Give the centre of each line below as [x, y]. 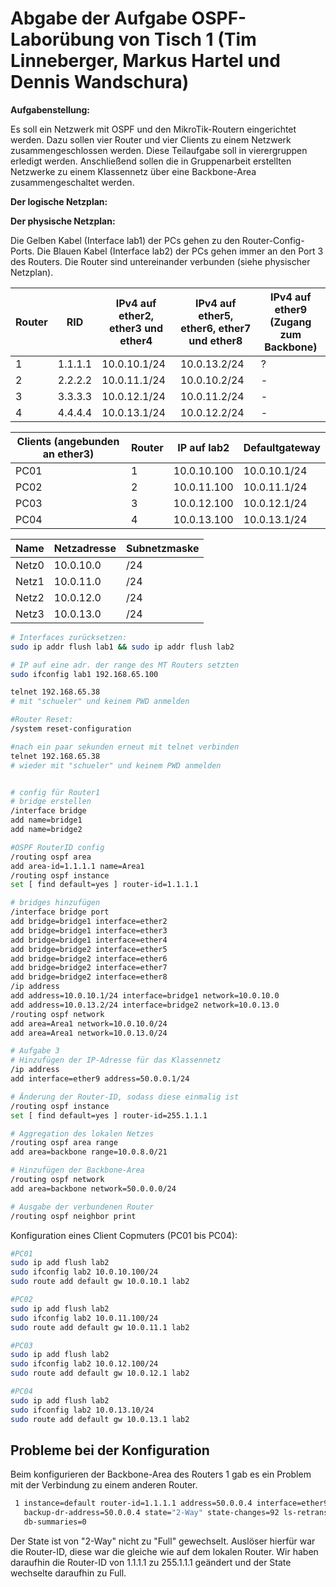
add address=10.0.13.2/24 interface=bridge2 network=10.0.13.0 [145, 1005]
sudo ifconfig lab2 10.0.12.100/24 [84, 1364]
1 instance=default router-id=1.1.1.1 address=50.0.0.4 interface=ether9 [171, 1503]
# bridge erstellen [51, 802]
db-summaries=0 [55, 1522]
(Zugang [290, 322]
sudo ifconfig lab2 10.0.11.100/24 [84, 1318]
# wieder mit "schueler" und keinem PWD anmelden [116, 765]
